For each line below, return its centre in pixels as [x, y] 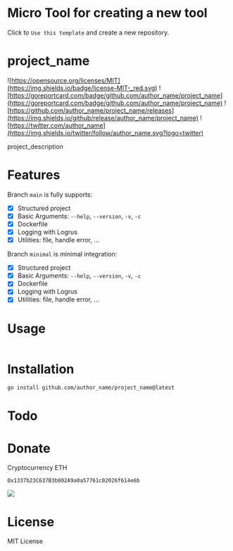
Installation [41, 369]
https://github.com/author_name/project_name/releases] [92, 110]
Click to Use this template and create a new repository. [88, 32]
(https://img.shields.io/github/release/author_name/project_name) [103, 118]
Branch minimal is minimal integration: [62, 254]
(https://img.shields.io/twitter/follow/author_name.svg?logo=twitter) [106, 132]
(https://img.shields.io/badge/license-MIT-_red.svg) [82, 88]
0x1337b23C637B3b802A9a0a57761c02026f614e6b [74, 481]
